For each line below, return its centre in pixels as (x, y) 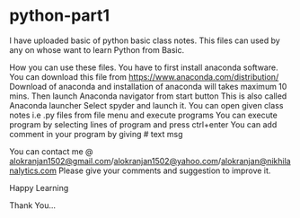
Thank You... (33, 205)
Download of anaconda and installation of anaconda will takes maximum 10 (148, 86)
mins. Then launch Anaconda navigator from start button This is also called (148, 96)
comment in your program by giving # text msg (96, 134)
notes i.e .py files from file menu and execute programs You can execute (144, 115)
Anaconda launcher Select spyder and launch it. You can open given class (146, 105)
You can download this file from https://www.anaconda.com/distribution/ (144, 76)
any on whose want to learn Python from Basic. (97, 49)
